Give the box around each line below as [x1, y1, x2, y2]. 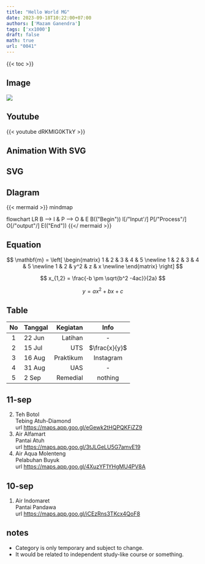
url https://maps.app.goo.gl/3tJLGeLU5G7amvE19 [15, 443, 141, 451]
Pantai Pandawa [15, 504, 56, 511]
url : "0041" [6, 44, 37, 50]
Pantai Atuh [15, 437, 45, 444]
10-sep [6, 481, 34, 491]
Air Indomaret [15, 497, 50, 504]
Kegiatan [56, 323, 83, 332]
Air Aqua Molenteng [15, 450, 66, 457]
